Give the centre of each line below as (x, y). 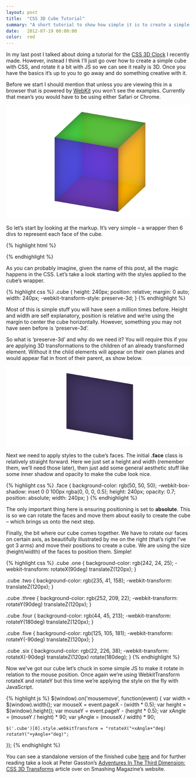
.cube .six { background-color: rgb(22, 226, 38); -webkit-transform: (87, 650)
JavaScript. (20, 687)
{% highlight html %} (31, 245)
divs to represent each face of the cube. (55, 234)
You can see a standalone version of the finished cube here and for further (96, 756)
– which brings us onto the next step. (51, 522)
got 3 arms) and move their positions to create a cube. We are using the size (98, 545)
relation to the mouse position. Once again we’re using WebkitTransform (93, 674)
